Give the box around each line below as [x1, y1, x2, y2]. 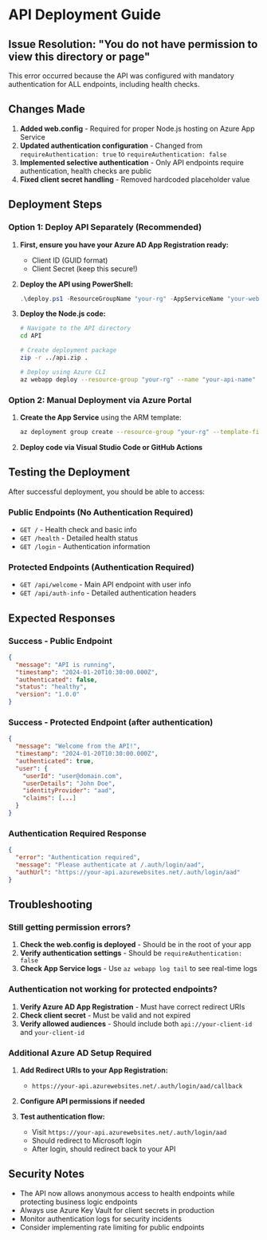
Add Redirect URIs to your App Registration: [19, 1065, 169, 1075]
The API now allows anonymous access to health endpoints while [19, 1188, 235, 1198]
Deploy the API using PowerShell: [19, 279, 134, 289]
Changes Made [8, 102, 85, 116]
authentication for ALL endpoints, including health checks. [8, 80, 200, 89]
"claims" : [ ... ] [22, 794, 77, 803]
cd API [19, 332, 42, 340]
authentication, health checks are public [19, 166, 152, 176]
